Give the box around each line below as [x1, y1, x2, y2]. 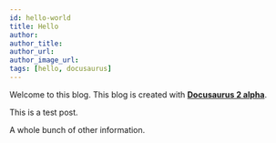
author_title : [9, 38, 64, 48]
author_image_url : [9, 56, 79, 65]
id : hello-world [9, 13, 71, 23]
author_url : [9, 47, 55, 56]
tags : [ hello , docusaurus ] [9, 65, 112, 74]
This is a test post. [9, 107, 79, 117]
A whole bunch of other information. [9, 124, 146, 135]
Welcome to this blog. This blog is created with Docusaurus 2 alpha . [9, 88, 267, 100]
